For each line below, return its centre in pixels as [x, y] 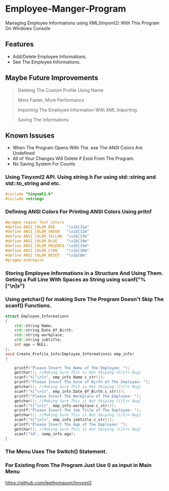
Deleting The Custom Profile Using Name [60, 90]
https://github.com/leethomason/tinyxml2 [49, 482]
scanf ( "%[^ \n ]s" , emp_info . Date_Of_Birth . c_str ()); [70, 391]
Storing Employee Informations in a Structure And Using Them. [84, 273]
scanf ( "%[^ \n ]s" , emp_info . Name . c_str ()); [60, 377]
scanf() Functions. [28, 306]
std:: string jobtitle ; [38, 340]
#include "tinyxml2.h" [29, 194]
